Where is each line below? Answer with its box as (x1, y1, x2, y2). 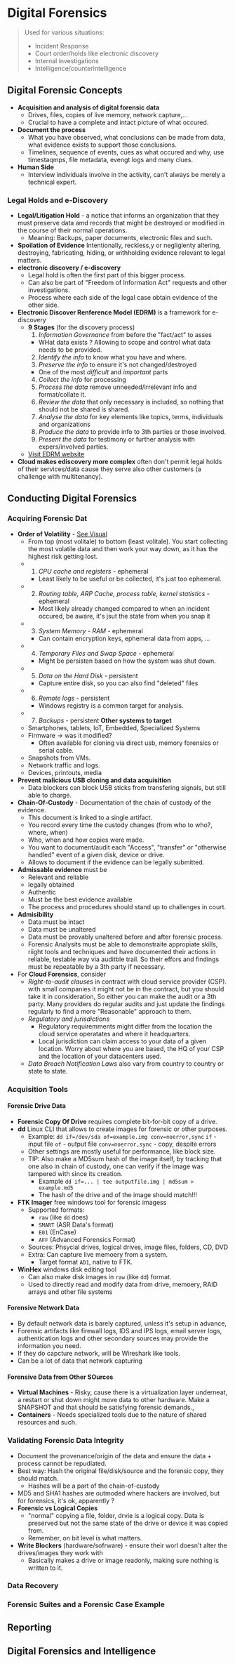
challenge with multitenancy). (17, 473, 103, 481)
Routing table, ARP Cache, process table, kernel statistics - (38, 589, 210, 597)
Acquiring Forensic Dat (7, 514, 88, 524)
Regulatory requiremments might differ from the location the (38, 1022, 213, 1030)
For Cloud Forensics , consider (17, 970, 107, 978)
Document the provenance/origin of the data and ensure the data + (17, 1451, 212, 1460)
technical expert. (27, 178, 77, 186)
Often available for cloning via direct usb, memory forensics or (38, 739, 219, 747)
